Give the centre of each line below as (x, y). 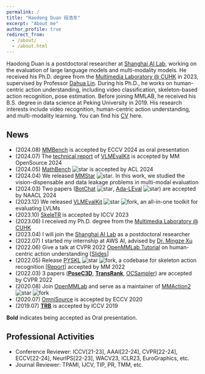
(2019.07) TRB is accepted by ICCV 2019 (66, 305)
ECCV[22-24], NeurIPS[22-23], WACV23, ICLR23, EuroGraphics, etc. (102, 358)
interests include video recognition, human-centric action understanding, (99, 109)
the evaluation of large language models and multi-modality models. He (96, 70)
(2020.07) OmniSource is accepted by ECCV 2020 (79, 299)
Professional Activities (50, 337)
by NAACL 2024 (36, 195)
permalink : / (23, 12)
